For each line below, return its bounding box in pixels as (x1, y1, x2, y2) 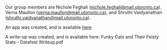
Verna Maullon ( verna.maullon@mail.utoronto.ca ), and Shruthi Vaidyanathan (5, 9, 162, 15)
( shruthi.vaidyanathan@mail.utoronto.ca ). (5, 15, 91, 20)
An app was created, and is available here (5, 24, 92, 30)
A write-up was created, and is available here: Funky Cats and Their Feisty (5, 34, 159, 40)
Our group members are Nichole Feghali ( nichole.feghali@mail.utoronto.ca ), (5, 4, 162, 10)
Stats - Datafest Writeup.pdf (5, 39, 64, 45)
